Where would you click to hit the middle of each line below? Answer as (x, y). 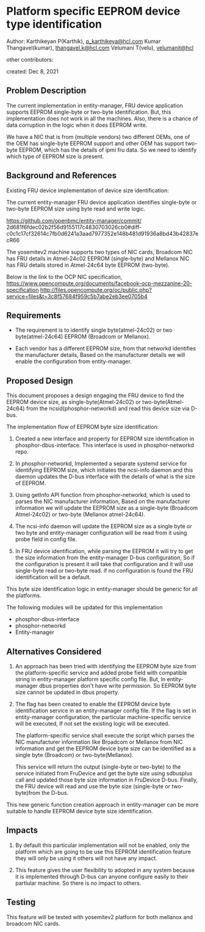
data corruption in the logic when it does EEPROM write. (77, 125)
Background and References (62, 176)
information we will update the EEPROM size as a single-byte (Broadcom (106, 508)
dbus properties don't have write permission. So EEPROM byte (118, 686)
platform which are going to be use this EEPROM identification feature (103, 851)
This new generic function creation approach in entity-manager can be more (103, 805)
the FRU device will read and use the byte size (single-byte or (93, 786)
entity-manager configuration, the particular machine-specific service (103, 717)
